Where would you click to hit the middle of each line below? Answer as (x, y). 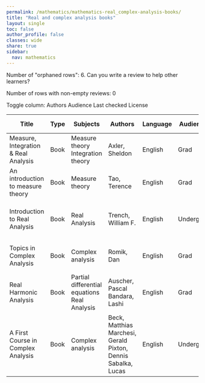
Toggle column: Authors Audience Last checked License (77, 105)
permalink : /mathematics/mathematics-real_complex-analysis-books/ (94, 12)
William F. (122, 222)
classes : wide (24, 40)
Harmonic (23, 292)
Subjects (87, 124)
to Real (19, 219)
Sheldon (120, 153)
